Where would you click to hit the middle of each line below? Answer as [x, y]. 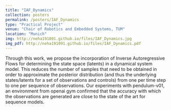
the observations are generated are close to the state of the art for [75, 96]
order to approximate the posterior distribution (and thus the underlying [81, 75]
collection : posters [27, 15]
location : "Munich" [26, 34]
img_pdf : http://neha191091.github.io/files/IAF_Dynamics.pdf [73, 44]
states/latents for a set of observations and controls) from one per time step [85, 80]
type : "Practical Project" [34, 24]
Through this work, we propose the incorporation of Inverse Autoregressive [85, 58]
